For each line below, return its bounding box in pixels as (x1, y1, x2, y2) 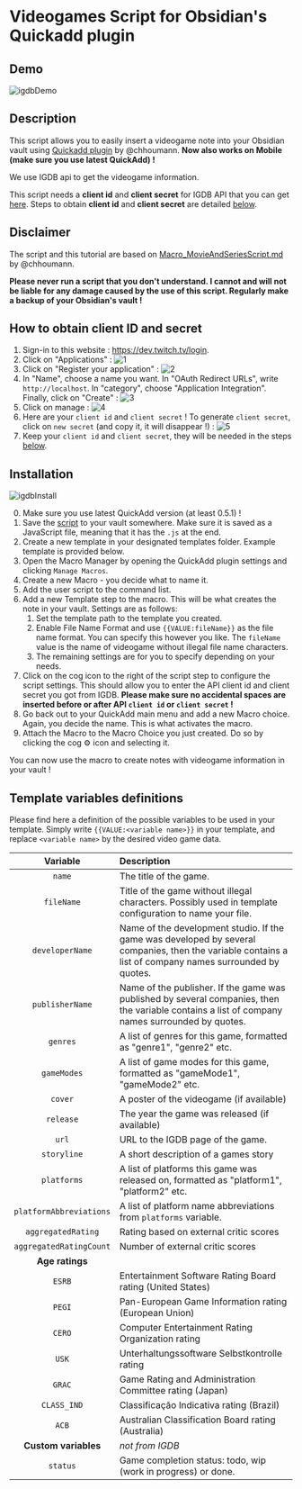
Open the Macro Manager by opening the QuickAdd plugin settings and (22, 555, 288, 566)
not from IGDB (119, 1439, 180, 1452)
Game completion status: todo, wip (119, 1454, 267, 1466)
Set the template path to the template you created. (35, 613, 223, 624)
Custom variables (23, 1439, 102, 1452)
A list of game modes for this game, (119, 1056, 270, 1069)
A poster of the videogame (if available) (119, 1093, 287, 1105)
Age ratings (36, 1255, 88, 1268)
